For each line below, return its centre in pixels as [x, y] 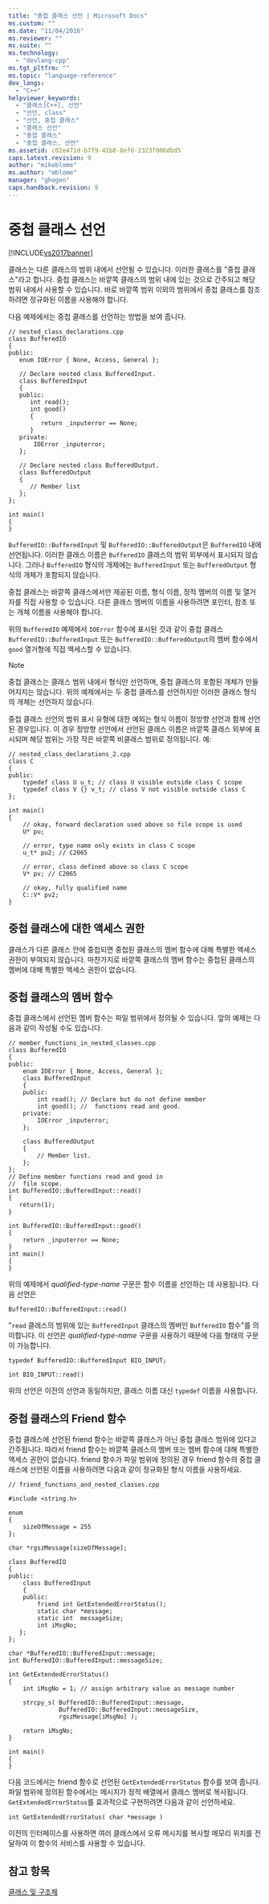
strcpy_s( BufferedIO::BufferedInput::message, [104, 1703]
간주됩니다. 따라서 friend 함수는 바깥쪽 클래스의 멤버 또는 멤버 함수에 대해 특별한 [134, 1449]
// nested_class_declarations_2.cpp [69, 754]
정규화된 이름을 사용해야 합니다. [79, 299]
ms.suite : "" [30, 46]
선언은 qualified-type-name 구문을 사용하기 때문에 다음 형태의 [145, 1336]
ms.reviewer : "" [35, 38]
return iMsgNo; [48, 1731]
